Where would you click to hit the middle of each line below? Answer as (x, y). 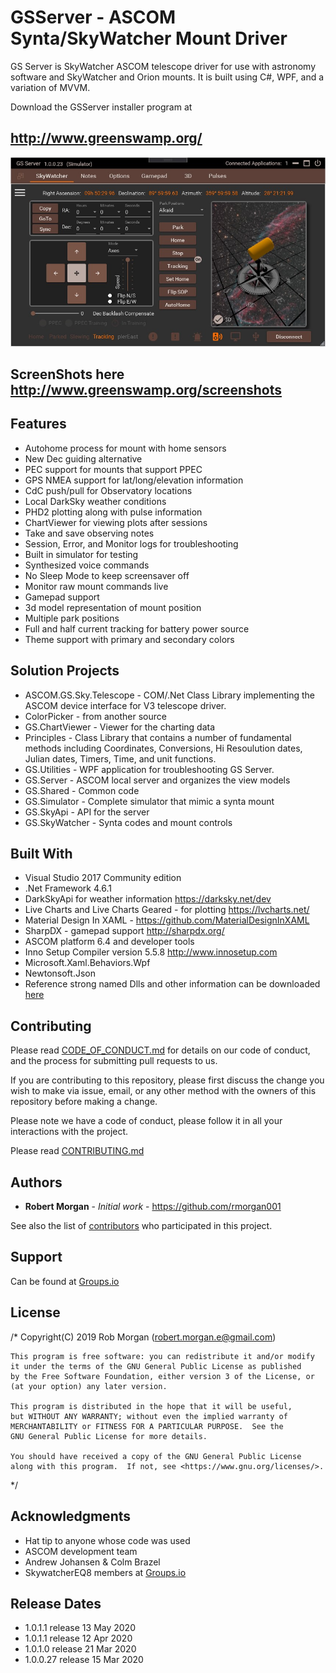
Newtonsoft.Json (60, 973)
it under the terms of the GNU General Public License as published (156, 1366)
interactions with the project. (69, 1132)
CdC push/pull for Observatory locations (108, 490)
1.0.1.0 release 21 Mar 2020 (80, 1649)
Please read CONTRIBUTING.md (77, 1151)
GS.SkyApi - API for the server (87, 812)
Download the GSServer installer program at (101, 107)
